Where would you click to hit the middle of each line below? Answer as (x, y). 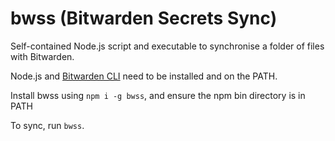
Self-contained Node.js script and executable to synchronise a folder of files (167, 46)
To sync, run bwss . (47, 125)
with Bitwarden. (42, 56)
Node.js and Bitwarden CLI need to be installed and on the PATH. (144, 76)
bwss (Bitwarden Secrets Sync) (144, 18)
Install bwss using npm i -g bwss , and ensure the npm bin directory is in (158, 95)
